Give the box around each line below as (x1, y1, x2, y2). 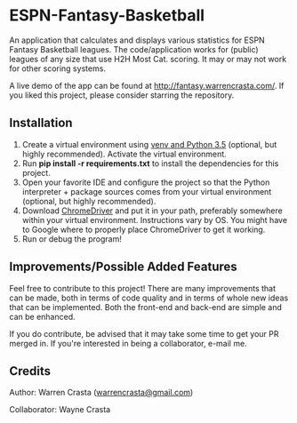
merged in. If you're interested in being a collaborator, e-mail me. (9, 338, 247, 348)
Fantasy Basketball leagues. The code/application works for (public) (9, 44, 260, 54)
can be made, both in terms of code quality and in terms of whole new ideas (9, 292, 289, 303)
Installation (9, 116, 73, 131)
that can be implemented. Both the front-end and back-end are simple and (9, 301, 283, 312)
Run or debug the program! (21, 233, 122, 244)
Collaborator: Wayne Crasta (9, 404, 111, 415)
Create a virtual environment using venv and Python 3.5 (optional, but (21, 139, 277, 149)
